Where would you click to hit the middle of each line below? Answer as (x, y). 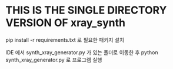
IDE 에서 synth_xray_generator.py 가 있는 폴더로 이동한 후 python (82, 52)
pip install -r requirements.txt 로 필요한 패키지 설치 (65, 40)
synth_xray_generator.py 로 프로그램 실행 (54, 60)
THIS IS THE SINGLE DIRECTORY (86, 10)
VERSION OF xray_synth (66, 23)
